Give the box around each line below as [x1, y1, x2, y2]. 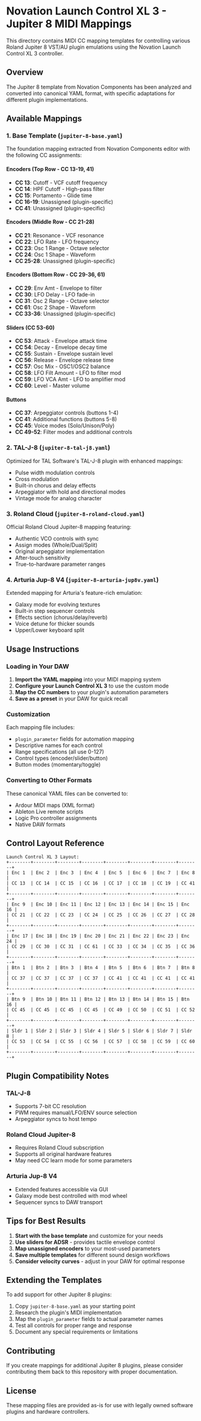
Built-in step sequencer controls [14, 607, 95, 615]
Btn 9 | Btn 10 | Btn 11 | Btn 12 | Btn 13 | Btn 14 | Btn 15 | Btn [11, 996, 190, 1003]
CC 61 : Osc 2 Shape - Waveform [14, 304, 96, 311]
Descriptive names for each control [14, 742, 103, 749]
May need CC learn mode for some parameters [14, 1157, 132, 1164]
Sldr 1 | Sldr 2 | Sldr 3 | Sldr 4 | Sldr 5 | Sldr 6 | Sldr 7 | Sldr [11, 1028, 193, 1034]
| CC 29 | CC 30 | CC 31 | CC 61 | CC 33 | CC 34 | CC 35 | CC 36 [6, 944, 196, 950]
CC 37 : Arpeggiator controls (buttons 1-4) [14, 409, 119, 416]
